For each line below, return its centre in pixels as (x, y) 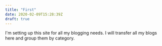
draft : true (17, 19)
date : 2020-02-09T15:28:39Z (34, 14)
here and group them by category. (40, 38)
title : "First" (21, 10)
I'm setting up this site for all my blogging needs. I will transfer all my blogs (81, 33)
